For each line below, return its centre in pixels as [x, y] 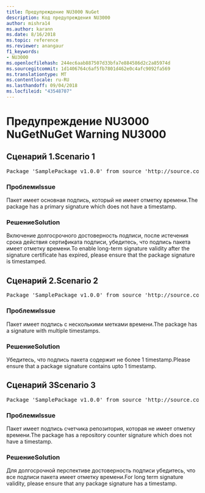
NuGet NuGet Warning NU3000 [86, 134]
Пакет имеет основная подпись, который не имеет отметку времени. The [102, 200]
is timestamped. [27, 261]
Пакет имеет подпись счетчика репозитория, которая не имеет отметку [101, 428]
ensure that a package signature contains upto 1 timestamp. [81, 366]
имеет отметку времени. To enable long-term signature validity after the [98, 249]
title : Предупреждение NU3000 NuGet [53, 12]
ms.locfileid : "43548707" [39, 91]
